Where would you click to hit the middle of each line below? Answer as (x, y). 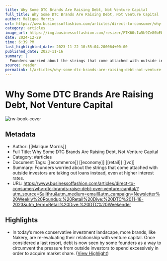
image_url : (16, 33)
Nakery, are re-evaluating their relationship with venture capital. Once (83, 237)
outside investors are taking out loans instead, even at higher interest (83, 173)
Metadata (20, 134)
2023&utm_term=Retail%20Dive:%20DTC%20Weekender (72, 204)
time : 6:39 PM (20, 42)
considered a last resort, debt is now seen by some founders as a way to (87, 243)
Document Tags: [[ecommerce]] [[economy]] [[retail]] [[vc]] (74, 162)
